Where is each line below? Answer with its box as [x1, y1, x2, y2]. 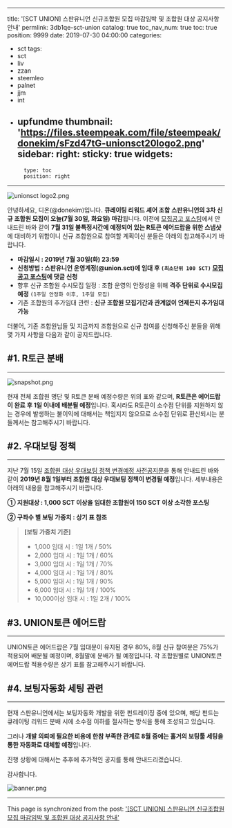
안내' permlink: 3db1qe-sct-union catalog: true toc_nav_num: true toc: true [7, 24, 217, 31]
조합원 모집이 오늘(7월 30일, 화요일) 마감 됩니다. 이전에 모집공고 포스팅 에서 [14, 214, 213, 222]
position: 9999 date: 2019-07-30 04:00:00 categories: [7, 31, 162, 39]
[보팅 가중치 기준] [23, 528, 71, 537]
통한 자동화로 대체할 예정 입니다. [7, 741, 92, 749]
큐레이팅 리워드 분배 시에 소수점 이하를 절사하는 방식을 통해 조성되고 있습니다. [7, 717, 215, 726]
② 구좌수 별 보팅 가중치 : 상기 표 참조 [7, 513, 107, 521]
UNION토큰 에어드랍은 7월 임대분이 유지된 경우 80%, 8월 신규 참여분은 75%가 [7, 643, 219, 651]
